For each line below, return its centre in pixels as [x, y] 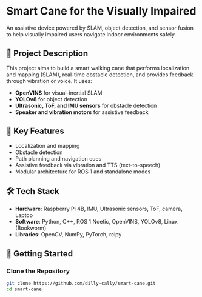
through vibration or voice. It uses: [49, 81]
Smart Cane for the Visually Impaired [101, 11]
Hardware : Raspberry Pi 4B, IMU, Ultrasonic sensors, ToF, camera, [99, 209]
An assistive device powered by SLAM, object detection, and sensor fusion [100, 28]
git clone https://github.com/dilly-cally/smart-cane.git [81, 284]
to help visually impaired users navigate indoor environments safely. [91, 34]
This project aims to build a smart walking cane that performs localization [98, 68]
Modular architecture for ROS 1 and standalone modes [83, 172]
